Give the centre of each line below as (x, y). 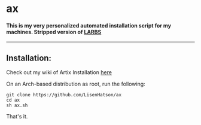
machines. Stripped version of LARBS (54, 32)
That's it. (17, 117)
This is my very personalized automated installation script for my (89, 25)
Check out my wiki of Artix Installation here (59, 72)
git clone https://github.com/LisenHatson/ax (64, 95)
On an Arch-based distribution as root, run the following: (76, 84)
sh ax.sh (17, 106)
